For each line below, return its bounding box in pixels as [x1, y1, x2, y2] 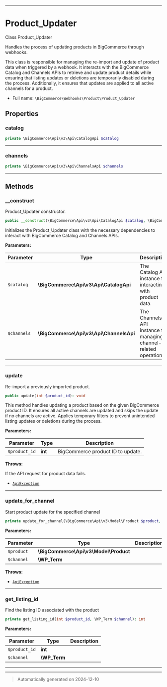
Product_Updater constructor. [5, 208, 66, 215]
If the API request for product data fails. [5, 471, 86, 477]
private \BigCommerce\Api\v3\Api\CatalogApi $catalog [5, 136, 119, 141]
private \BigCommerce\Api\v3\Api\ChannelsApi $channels [5, 163, 123, 169]
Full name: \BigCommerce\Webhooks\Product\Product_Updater [12, 95, 135, 101]
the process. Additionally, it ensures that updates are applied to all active [5, 80, 154, 86]
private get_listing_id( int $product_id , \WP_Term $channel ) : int [5, 617, 146, 622]
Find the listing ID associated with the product [5, 607, 99, 613]
